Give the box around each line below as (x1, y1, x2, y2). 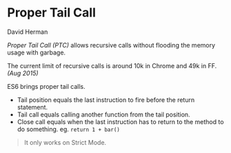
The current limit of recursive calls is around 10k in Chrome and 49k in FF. (7, 61, 217, 70)
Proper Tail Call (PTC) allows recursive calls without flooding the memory (7, 41, 216, 49)
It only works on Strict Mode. (23, 138, 107, 146)
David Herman (7, 28, 48, 36)
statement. (17, 103, 48, 111)
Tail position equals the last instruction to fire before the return (17, 95, 195, 104)
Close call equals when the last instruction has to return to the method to (17, 117, 224, 125)
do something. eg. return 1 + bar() (17, 125, 121, 133)
